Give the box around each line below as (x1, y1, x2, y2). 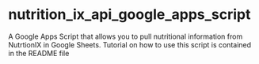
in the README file (8, 48, 70, 58)
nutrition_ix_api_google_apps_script (8, 6, 251, 24)
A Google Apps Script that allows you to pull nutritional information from (8, 32, 243, 41)
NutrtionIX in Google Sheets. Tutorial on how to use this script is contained (8, 40, 252, 49)
